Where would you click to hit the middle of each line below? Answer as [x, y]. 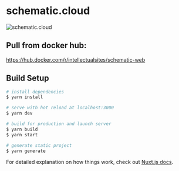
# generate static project [39, 145]
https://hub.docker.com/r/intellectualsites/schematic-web [76, 59]
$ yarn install [25, 97]
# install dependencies [35, 92]
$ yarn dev [19, 113]
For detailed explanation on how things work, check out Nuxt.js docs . [90, 162]
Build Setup [28, 78]
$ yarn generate [26, 151]
